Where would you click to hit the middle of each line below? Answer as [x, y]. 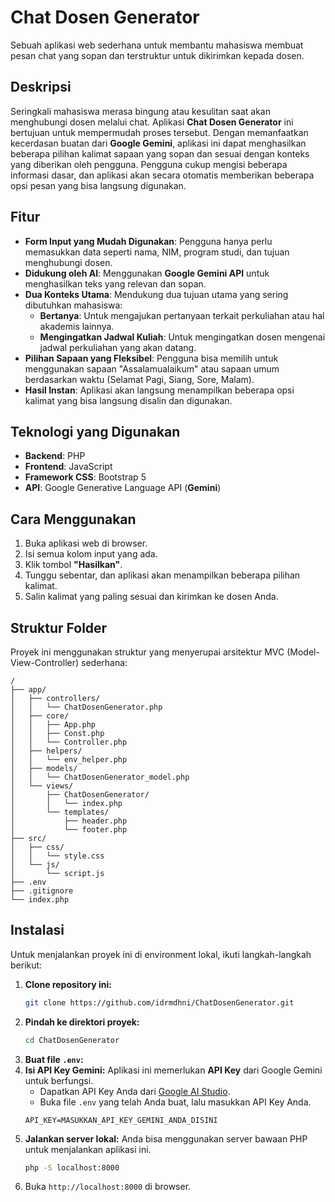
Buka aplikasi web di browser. [86, 543]
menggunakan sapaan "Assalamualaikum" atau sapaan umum [152, 368]
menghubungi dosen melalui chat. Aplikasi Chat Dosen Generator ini [152, 122]
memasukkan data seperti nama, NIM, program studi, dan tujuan [157, 252]
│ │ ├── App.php [53, 725]
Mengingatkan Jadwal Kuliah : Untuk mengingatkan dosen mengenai [182, 337]
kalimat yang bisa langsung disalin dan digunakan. [128, 400]
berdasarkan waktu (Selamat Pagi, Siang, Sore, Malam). [139, 379]
